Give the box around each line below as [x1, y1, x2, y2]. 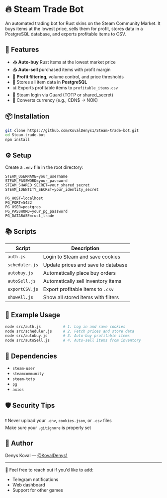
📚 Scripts [5, 227, 37, 236]
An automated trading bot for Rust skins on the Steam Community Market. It [5, 20, 161, 26]
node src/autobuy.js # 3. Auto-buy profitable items [5, 333, 130, 338]
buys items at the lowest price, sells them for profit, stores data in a [5, 25, 143, 31]
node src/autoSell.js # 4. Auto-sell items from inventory [5, 338, 141, 343]
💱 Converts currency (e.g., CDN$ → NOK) [12, 97, 98, 103]
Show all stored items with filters [43, 294, 119, 301]
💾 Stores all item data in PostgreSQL [12, 79, 87, 85]
